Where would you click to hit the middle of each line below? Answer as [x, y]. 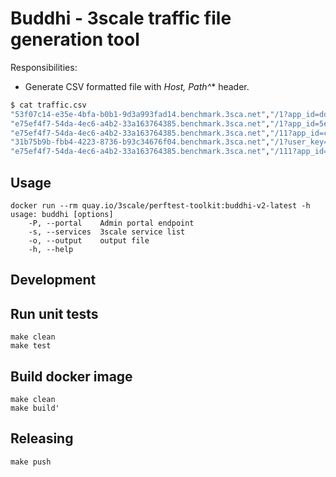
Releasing [42, 438]
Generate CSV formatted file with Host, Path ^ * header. [137, 86]
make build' [35, 408]
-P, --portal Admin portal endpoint [111, 223]
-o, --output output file [89, 241]
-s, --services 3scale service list [107, 232]
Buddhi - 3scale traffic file [121, 18]
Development [53, 280]
